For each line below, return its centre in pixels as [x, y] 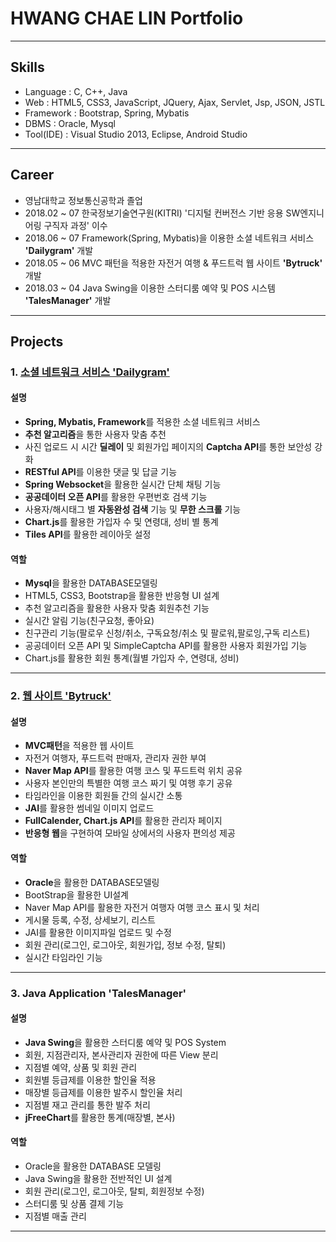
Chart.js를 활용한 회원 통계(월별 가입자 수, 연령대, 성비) [132, 658]
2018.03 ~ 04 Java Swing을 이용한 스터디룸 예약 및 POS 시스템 [150, 288]
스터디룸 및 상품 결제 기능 [74, 1203]
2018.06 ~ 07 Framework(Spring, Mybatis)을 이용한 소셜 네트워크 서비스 [169, 238]
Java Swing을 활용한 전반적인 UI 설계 [98, 1178]
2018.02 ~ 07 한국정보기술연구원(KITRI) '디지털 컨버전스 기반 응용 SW [162, 213]
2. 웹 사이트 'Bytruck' [61, 696]
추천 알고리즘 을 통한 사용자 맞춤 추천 [95, 434]
